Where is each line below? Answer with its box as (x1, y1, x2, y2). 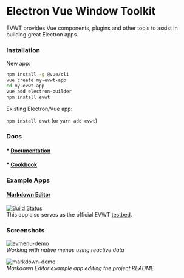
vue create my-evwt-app (6, 77, 67, 83)
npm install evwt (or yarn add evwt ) (6, 117, 98, 124)
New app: (6, 59, 30, 67)
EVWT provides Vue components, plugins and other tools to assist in (6, 24, 178, 32)
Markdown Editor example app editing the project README (6, 265, 154, 272)
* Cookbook (6, 161, 38, 168)
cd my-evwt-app (6, 83, 45, 89)
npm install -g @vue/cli (6, 72, 69, 78)
